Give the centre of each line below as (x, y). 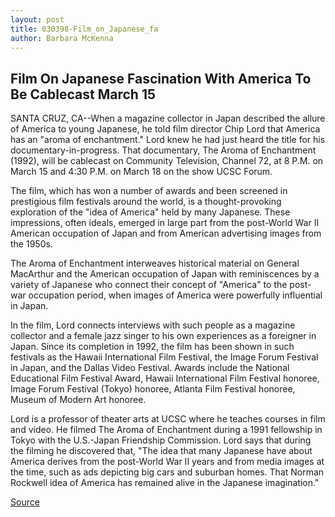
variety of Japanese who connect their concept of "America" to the (149, 285)
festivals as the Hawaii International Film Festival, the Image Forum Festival (164, 357)
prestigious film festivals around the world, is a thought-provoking (146, 202)
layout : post (37, 19)
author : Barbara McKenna (62, 38)
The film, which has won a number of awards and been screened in (149, 191)
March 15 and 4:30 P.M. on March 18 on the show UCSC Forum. (141, 172)
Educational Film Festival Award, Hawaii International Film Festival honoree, (165, 378)
